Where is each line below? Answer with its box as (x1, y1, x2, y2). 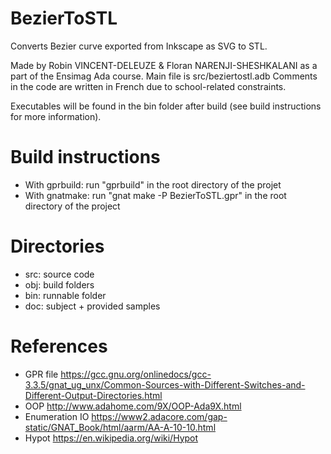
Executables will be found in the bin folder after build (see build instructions (10, 100, 322, 112)
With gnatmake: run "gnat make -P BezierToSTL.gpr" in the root (24, 189, 287, 201)
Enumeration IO (24, 410, 90, 422)
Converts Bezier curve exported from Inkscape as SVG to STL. (10, 40, 268, 52)
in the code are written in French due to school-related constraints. (10, 80, 287, 92)
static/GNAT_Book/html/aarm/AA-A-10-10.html (24, 421, 217, 433)
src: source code (24, 268, 95, 280)
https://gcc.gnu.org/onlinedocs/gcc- (60, 368, 212, 380)
